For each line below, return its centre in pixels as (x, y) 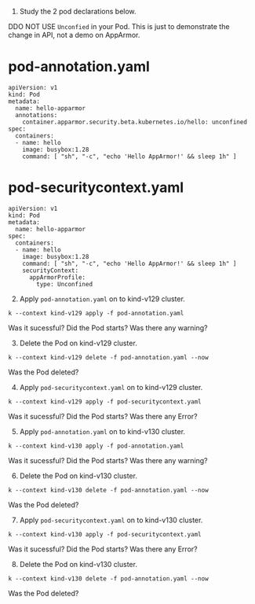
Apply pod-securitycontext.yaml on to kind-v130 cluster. (111, 520)
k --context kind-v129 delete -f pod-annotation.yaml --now (109, 357)
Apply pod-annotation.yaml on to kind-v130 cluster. (102, 431)
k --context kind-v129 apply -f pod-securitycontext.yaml (105, 401)
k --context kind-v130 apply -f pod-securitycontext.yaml (105, 534)
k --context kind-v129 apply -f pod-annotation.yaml (96, 313)
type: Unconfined (64, 284)
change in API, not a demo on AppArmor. (74, 35)
